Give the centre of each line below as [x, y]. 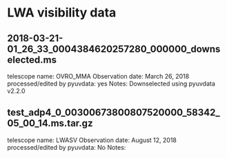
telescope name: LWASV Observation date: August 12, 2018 [92, 140]
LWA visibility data [62, 13]
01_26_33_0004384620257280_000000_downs [114, 49]
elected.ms [32, 60]
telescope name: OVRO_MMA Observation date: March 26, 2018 [98, 76]
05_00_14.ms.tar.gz [50, 123]
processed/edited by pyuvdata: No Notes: [67, 147]
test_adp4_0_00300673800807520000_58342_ [114, 113]
